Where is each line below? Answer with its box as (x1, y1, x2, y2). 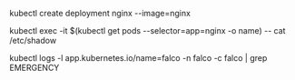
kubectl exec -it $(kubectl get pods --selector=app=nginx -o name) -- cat (9, 25, 286, 35)
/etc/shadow (9, 35, 57, 45)
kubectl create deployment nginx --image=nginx (9, 8, 191, 18)
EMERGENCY (9, 63, 60, 73)
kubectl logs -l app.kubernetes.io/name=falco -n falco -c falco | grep (9, 53, 268, 63)
